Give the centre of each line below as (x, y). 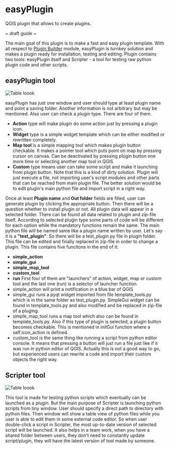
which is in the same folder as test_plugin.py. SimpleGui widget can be (86, 300)
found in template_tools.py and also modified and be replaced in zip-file (87, 305)
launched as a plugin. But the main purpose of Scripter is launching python (83, 403)
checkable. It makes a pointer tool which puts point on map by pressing (87, 151)
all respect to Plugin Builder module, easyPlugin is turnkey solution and (79, 48)
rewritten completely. (35, 140)
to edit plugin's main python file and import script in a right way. (79, 188)
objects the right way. (35, 359)
